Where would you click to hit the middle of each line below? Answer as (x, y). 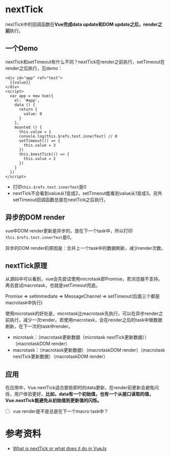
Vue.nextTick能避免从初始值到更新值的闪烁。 (54, 401)
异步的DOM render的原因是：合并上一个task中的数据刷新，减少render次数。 (86, 248)
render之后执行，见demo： (34, 68)
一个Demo (22, 48)
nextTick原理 (26, 265)
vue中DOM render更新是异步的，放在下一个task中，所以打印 (69, 231)
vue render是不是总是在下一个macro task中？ (60, 411)
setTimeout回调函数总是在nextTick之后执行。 (60, 200)
